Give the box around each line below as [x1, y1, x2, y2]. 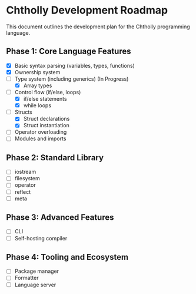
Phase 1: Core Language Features [6, 47, 131, 57]
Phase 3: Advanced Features [6, 213, 114, 223]
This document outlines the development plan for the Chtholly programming [6, 23, 190, 30]
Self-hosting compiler [14, 234, 68, 242]
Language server [14, 281, 57, 288]
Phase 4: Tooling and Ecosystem [6, 252, 128, 262]
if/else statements [23, 95, 67, 103]
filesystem [14, 175, 40, 182]
